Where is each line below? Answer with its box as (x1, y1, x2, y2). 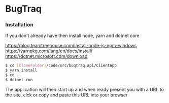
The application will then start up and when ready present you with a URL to (5, 86, 164, 92)
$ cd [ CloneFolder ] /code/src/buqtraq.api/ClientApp (5, 63, 117, 68)
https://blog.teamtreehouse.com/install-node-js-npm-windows (5, 43, 137, 49)
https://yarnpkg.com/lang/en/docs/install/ (5, 48, 93, 54)
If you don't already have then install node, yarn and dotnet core (5, 32, 140, 39)
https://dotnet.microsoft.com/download (5, 53, 88, 59)
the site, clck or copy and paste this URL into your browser (5, 92, 128, 98)
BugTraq (5, 3, 42, 15)
